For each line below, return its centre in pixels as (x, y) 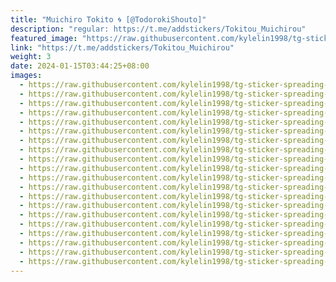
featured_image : (44, 38)
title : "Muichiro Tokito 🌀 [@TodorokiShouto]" (108, 19)
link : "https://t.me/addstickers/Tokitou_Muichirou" (122, 47)
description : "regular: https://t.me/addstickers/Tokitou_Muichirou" (158, 29)
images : (26, 76)
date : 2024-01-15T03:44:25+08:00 (80, 66)
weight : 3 (31, 57)
